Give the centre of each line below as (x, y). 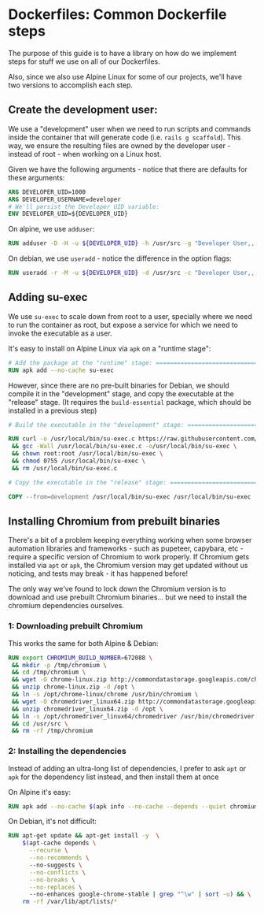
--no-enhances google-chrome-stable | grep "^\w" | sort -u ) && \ (140, 894)
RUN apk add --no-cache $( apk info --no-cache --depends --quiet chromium (133, 806)
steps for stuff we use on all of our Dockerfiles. (84, 61)
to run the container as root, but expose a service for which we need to (123, 325)
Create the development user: (83, 110)
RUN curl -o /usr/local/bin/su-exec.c (71, 439)
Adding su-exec (48, 297)
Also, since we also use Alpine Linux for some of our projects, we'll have (125, 76)
